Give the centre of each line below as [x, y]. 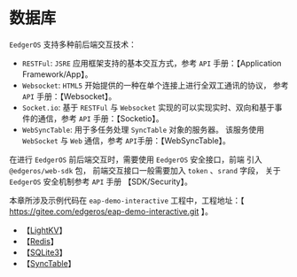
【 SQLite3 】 [45, 252]
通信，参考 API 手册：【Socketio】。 [101, 118]
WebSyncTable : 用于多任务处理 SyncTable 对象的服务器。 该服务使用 [143, 129]
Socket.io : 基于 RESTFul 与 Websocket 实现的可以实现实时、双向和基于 [148, 107]
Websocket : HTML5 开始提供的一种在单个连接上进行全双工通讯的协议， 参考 [155, 85]
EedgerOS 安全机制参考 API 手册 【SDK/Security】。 [101, 181]
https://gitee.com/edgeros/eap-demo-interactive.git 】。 [111, 211]
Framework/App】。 [57, 74]
